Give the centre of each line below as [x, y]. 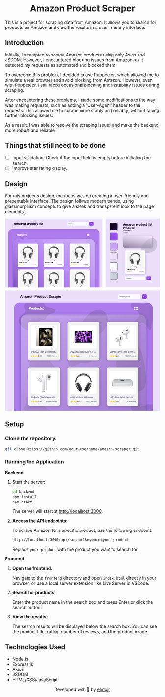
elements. [15, 211]
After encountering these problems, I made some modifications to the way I [82, 100]
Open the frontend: [32, 568]
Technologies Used [35, 647]
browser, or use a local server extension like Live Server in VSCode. [81, 583]
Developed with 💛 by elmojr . [82, 689]
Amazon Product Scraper [82, 9]
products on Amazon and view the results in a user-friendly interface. [75, 27]
